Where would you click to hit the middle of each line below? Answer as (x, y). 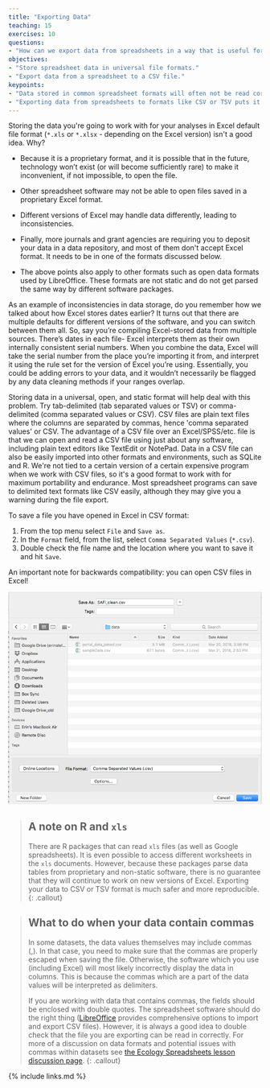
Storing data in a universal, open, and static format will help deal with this (129, 398)
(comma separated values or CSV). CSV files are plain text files (145, 414)
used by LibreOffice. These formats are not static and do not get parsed (139, 281)
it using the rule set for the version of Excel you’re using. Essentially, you (128, 365)
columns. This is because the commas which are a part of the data (138, 976)
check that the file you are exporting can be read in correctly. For (135, 1035)
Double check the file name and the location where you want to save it (136, 548)
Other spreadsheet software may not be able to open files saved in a (133, 191)
